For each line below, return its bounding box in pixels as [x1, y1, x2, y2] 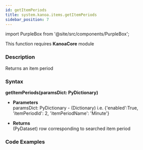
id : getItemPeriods [5, 7, 47, 13]
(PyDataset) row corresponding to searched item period [12, 126, 131, 132]
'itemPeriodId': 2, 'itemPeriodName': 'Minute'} [12, 110, 110, 116]
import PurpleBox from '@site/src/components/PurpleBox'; [5, 31, 130, 37]
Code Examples [5, 138, 45, 145]
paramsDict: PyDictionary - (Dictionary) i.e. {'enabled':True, [12, 105, 138, 111]
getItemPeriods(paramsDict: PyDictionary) [5, 89, 99, 95]
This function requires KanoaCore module [5, 41, 94, 47]
